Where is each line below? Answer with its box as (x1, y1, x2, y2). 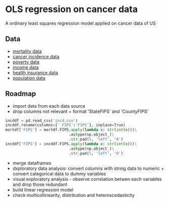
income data (12, 64, 39, 70)
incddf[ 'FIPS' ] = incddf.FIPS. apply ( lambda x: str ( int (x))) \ (5, 141, 137, 147)
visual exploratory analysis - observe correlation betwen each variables (12, 176, 162, 182)
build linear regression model (12, 186, 73, 192)
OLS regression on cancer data (5, 4, 138, 15)
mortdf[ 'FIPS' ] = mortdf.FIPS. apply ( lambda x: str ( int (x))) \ (5, 127, 137, 132)
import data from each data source (12, 103, 86, 109)
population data (12, 75, 46, 81)
